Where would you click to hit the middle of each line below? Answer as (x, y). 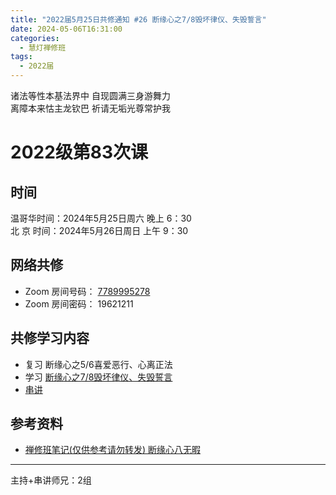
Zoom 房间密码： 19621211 (79, 303)
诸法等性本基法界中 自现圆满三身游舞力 (90, 95)
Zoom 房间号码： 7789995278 (87, 291)
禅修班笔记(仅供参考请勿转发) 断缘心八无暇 (112, 450)
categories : (35, 38)
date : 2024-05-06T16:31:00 (66, 29)
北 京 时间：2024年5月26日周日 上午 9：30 (99, 230)
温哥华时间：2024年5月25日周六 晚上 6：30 (101, 218)
